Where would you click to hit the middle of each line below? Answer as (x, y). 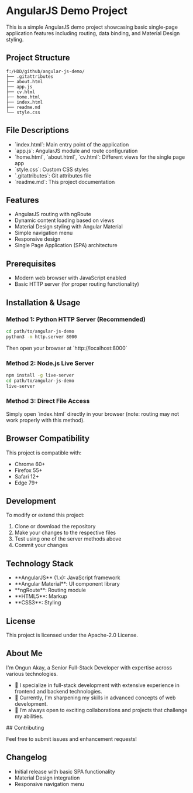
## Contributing (25, 727)
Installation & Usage (43, 302)
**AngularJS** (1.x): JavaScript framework (67, 577)
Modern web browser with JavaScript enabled (70, 278)
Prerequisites (31, 264)
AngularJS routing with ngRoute (53, 214)
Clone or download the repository (55, 527)
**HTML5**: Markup (41, 596)
